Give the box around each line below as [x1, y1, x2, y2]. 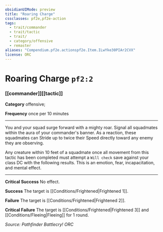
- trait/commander [9, 25, 47, 30]
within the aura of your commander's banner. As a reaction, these [5, 129, 136, 136]
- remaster [9, 43, 32, 48]
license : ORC [5, 52, 32, 57]
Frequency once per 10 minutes [5, 110, 69, 116]
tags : [5, 20, 16, 26]
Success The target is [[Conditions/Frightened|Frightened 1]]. [5, 188, 129, 194]
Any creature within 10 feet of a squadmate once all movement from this [5, 149, 149, 155]
